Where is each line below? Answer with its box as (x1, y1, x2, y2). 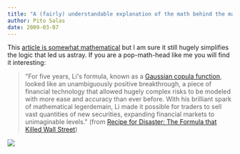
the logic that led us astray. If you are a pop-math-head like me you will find (7, 51, 230, 59)
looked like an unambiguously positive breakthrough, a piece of (24, 80, 212, 88)
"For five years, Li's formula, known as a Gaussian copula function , (24, 72, 222, 81)
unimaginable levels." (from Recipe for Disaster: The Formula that (24, 118, 217, 126)
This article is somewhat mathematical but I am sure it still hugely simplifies (7, 43, 229, 52)
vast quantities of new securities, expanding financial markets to (24, 110, 215, 118)
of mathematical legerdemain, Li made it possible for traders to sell (24, 103, 222, 111)
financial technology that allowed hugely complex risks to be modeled (24, 87, 231, 96)
